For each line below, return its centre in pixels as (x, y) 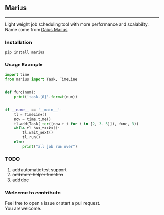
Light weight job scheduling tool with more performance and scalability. (77, 24)
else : (20, 142)
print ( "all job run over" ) (50, 146)
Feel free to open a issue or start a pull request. (53, 203)
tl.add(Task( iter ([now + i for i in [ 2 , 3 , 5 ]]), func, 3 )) (76, 124)
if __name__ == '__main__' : (34, 110)
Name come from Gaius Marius (36, 29)
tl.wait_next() (38, 133)
